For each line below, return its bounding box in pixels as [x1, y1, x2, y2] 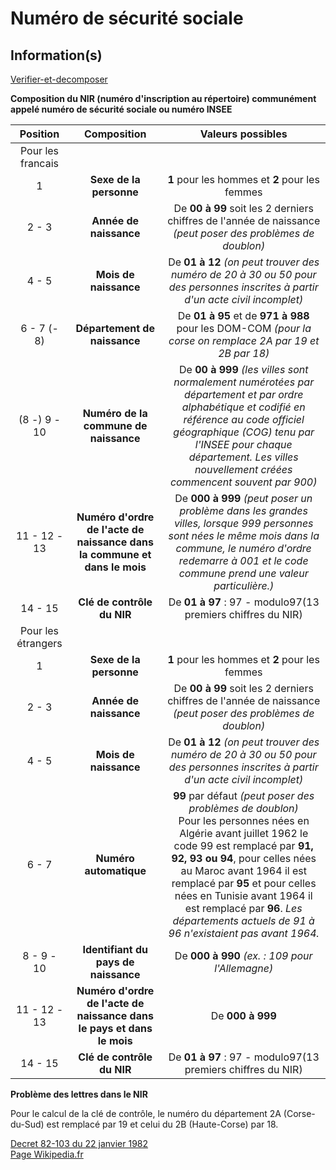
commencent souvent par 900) [169, 475, 318, 489]
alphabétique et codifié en [181, 400, 306, 414]
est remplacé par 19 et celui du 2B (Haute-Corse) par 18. [46, 1118, 279, 1130]
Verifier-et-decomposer [10, 73, 108, 85]
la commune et [78, 548, 152, 561]
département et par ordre [184, 388, 304, 401]
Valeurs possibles [199, 127, 288, 141]
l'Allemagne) [214, 962, 274, 975]
